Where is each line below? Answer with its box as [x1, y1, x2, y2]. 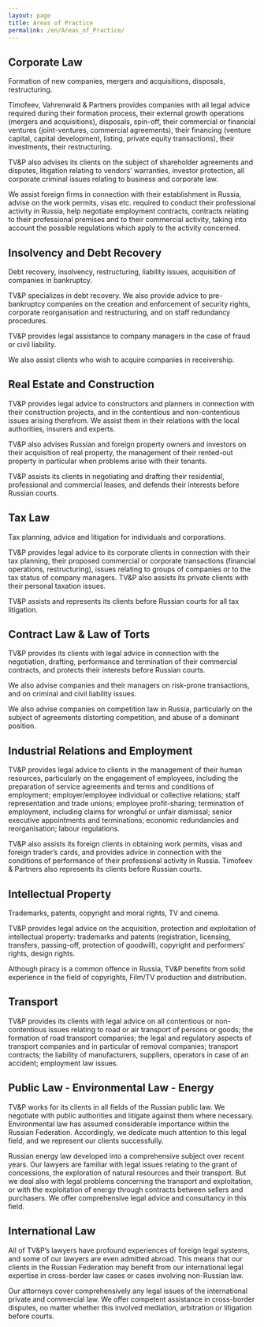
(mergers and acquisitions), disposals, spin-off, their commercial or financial [8, 117, 256, 126]
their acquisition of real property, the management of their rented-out [8, 447, 234, 457]
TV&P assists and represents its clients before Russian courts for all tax [8, 596, 240, 605]
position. [8, 721, 37, 731]
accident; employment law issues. [8, 1058, 119, 1068]
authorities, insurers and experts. [8, 424, 116, 433]
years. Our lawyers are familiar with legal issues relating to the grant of [8, 1159, 238, 1169]
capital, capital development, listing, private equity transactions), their [8, 134, 235, 143]
